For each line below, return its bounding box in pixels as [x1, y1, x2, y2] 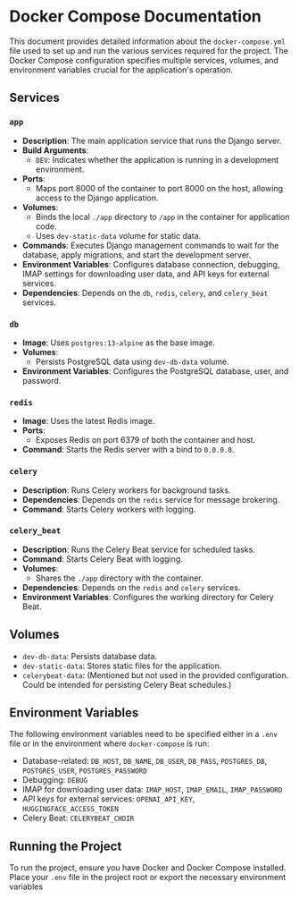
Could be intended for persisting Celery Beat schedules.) [21, 679, 232, 690]
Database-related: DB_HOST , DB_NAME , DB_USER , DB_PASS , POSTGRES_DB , [21, 756, 268, 767]
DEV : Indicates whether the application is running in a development [35, 154, 279, 165]
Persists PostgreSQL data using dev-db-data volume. [35, 356, 229, 367]
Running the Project [9, 838, 122, 853]
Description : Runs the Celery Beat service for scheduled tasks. [21, 544, 256, 555]
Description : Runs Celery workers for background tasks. [21, 485, 231, 496]
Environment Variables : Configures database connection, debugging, [21, 259, 280, 269]
